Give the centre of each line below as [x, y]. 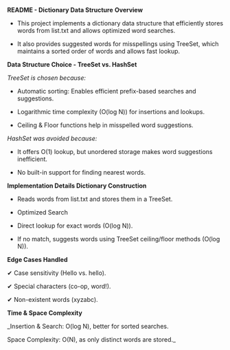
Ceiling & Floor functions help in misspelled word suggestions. [105, 125]
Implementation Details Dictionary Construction [77, 186]
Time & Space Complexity [45, 313]
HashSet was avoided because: [52, 138]
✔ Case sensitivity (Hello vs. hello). [57, 273]
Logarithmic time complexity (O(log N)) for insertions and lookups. [111, 112]
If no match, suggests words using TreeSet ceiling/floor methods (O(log [118, 239]
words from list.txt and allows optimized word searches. [96, 31]
